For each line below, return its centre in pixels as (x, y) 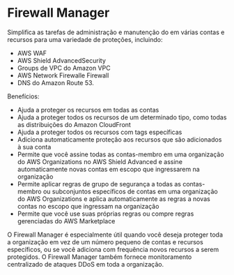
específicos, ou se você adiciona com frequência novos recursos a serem (113, 249)
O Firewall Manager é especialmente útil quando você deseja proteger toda (115, 235)
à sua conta (34, 147)
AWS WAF (32, 53)
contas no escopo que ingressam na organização (88, 206)
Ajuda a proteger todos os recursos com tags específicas (100, 132)
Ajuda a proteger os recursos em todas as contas (88, 110)
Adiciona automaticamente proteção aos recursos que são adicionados (119, 139)
